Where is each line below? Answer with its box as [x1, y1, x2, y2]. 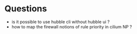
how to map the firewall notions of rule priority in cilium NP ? [11, 24, 132, 29]
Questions [4, 3, 47, 14]
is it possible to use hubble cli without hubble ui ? [11, 19, 110, 25]
